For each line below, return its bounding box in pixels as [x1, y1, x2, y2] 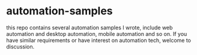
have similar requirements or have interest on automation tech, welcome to [6, 36, 191, 44]
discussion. [6, 43, 35, 50]
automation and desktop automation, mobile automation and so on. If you [6, 30, 187, 37]
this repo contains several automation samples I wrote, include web [6, 24, 173, 31]
